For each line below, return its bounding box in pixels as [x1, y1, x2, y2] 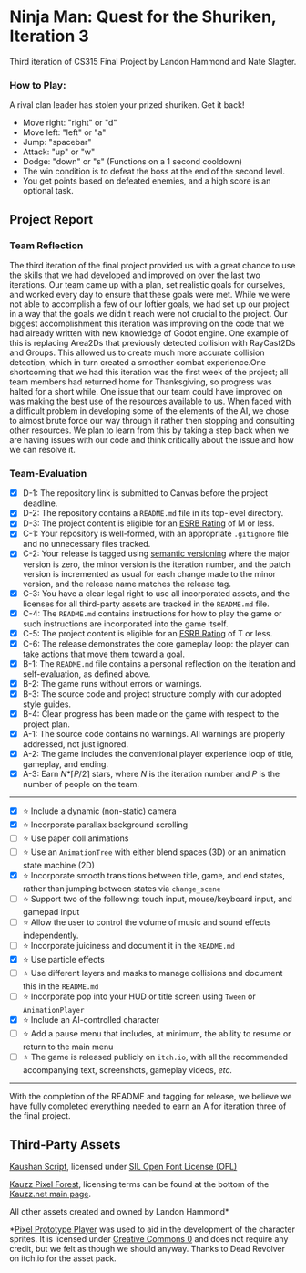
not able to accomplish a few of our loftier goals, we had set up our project [9, 299, 290, 310]
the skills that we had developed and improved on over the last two [9, 269, 261, 280]
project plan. [22, 719, 70, 730]
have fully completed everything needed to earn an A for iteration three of [9, 1100, 287, 1111]
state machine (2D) [22, 860, 96, 871]
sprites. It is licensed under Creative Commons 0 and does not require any [9, 1234, 289, 1245]
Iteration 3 [9, 26, 89, 47]
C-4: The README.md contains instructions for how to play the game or [22, 607, 282, 618]
